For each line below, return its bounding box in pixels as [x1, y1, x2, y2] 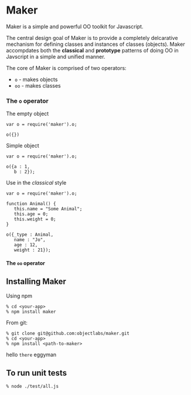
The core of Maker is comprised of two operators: [6, 64, 127, 71]
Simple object [6, 142, 39, 149]
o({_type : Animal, [6, 232, 54, 238]
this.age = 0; [13, 211, 49, 217]
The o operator [6, 96, 49, 105]
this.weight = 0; [13, 216, 57, 222]
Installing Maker [6, 277, 66, 287]
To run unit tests [6, 368, 67, 378]
